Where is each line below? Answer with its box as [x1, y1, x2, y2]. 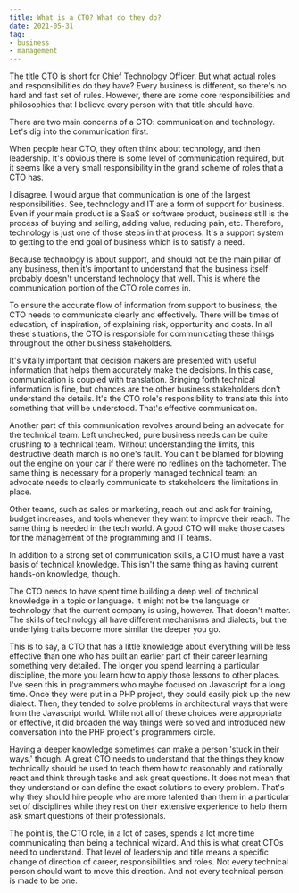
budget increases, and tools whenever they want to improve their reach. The [9, 513, 291, 524]
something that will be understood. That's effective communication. [9, 403, 258, 414]
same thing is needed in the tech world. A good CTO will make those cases [9, 523, 286, 534]
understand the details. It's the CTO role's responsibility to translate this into [9, 393, 289, 404]
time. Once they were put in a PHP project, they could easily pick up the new [9, 689, 291, 700]
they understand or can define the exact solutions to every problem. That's [9, 782, 285, 793]
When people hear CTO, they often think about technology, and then [9, 144, 261, 155]
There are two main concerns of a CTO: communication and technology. [9, 117, 275, 128]
